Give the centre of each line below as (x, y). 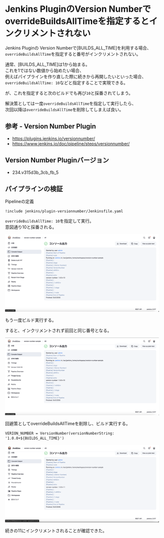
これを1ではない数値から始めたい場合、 (44, 70)
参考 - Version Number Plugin (51, 126)
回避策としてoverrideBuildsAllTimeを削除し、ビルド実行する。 (68, 423)
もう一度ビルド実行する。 (31, 320)
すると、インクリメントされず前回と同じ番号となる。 (59, 331)
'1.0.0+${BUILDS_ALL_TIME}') (35, 438)
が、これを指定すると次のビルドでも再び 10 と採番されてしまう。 (69, 93)
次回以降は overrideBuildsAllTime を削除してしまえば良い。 (64, 109)
